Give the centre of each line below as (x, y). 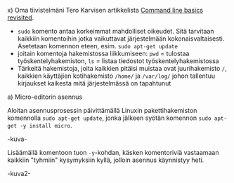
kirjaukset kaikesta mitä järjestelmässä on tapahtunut (94, 83)
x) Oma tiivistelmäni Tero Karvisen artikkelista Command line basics (105, 10)
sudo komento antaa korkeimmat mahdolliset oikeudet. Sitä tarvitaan (116, 31)
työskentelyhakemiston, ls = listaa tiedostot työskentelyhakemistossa (118, 61)
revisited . (21, 18)
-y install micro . (46, 125)
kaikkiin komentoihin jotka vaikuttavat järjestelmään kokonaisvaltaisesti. (121, 39)
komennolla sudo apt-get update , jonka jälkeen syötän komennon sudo (109, 118)
